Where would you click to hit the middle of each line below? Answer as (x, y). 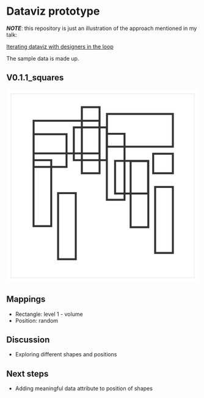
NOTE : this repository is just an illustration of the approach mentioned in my (102, 28)
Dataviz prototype (53, 11)
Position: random (37, 320)
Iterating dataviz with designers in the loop (60, 47)
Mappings (26, 299)
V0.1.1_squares (35, 78)
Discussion (28, 340)
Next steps (27, 374)
